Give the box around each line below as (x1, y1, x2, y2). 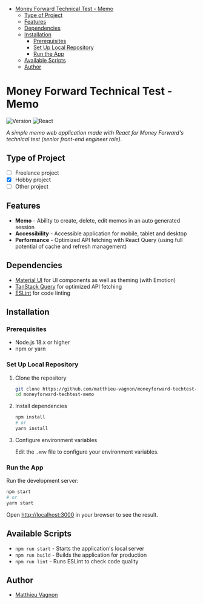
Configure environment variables (15, 436, 98, 443)
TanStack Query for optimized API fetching (15, 283, 122, 290)
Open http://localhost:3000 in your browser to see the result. (6, 511, 159, 518)
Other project (15, 183, 48, 190)
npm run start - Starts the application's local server (15, 545, 145, 552)
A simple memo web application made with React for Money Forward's (6, 129, 184, 136)
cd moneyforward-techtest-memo (15, 391, 95, 398)
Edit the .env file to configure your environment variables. (15, 448, 159, 455)
